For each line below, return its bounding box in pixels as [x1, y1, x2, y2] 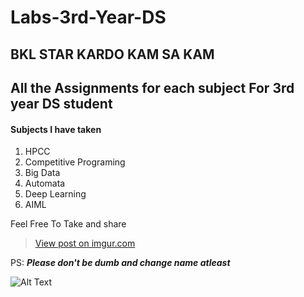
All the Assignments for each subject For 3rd [10, 79, 295, 96]
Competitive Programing [24, 156, 126, 168]
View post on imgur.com [34, 237, 136, 250]
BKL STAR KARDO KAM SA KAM [10, 46, 215, 63]
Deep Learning [24, 188, 87, 200]
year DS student [10, 95, 113, 112]
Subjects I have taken [10, 123, 102, 135]
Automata [24, 177, 66, 190]
